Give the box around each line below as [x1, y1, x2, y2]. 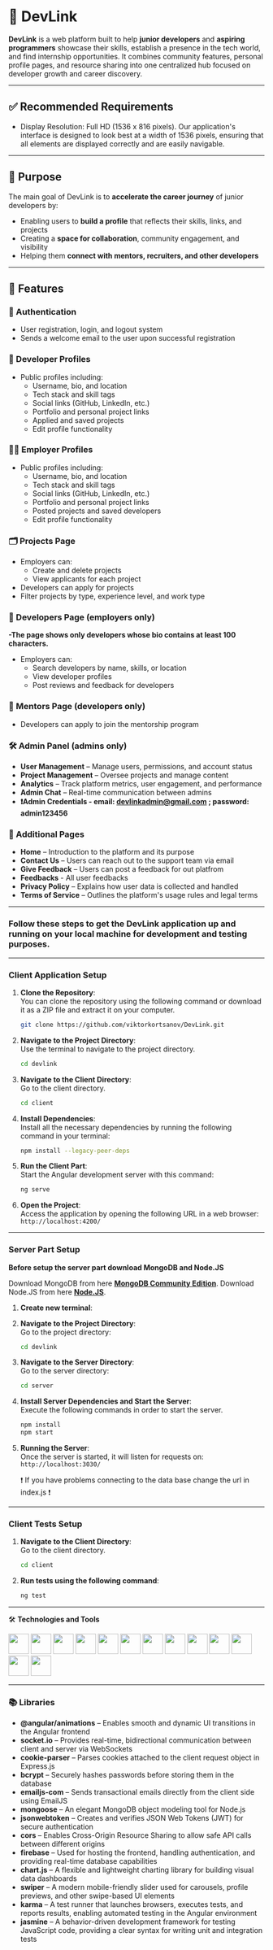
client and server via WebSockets [19, 1744, 132, 1754]
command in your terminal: [19, 1130, 110, 1141]
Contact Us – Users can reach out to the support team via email [19, 855, 234, 865]
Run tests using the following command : [19, 1576, 160, 1586]
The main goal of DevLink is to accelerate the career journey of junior [8, 191, 244, 202]
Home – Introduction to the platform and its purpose [19, 847, 195, 857]
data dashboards [19, 1874, 77, 1883]
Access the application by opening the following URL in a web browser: [19, 1209, 259, 1219]
